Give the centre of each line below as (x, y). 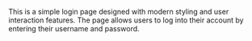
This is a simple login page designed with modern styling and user (119, 12)
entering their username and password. (74, 29)
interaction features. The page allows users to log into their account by (126, 20)
